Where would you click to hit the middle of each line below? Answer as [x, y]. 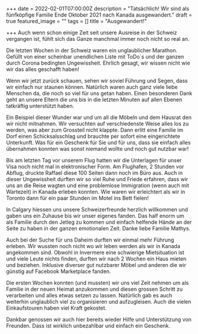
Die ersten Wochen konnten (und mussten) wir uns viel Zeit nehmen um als [98, 283]
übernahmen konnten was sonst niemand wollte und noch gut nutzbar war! [98, 149]
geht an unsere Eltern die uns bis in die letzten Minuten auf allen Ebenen [94, 99]
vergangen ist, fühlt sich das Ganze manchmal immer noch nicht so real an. [98, 39]
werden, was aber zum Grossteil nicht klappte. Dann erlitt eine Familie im [95, 130]
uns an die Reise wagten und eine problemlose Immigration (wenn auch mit [98, 185]
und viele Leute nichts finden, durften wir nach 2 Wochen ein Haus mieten [96, 259]
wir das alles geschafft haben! [43, 69]
